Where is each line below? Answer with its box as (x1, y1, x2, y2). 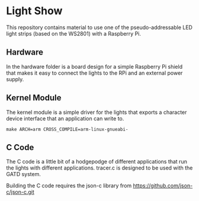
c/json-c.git (6, 189, 34, 196)
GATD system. (6, 171, 41, 178)
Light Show (6, 4, 63, 18)
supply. (6, 75, 24, 82)
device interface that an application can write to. (6, 114, 124, 122)
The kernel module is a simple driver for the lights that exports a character (6, 109, 187, 116)
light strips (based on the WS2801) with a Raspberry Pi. (6, 30, 141, 37)
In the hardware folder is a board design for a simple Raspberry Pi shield (6, 63, 182, 70)
